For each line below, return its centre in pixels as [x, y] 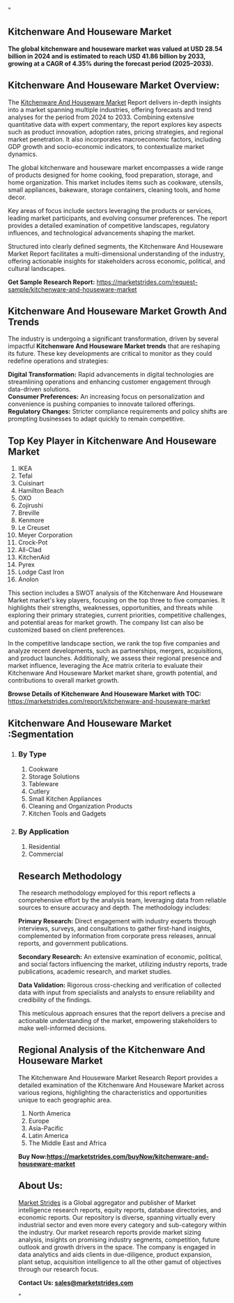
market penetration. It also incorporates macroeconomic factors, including [115, 139]
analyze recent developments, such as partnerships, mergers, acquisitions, [116, 651]
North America [49, 1113]
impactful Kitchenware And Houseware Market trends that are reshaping [114, 346]
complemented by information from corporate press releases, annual [117, 936]
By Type [32, 754]
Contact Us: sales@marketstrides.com [76, 1282]
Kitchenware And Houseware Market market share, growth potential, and [113, 673]
